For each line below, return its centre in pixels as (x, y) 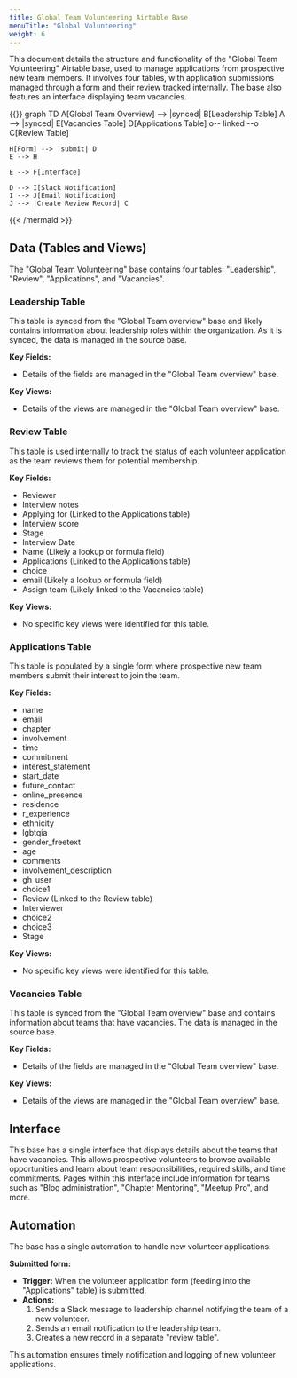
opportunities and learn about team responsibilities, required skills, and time (148, 1169)
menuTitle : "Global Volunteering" (73, 26)
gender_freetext (51, 842)
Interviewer (43, 908)
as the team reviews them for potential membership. (104, 460)
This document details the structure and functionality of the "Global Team (144, 59)
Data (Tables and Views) (78, 248)
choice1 (36, 890)
